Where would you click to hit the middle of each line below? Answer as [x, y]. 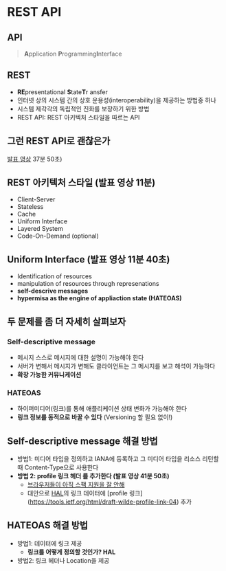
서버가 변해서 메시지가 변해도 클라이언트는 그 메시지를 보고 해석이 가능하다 [116, 366]
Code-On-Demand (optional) [58, 236]
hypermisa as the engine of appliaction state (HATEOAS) [99, 298]
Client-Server [36, 199]
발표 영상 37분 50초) [35, 159]
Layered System [40, 229]
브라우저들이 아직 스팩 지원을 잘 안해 [76, 484]
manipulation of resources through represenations [88, 284]
